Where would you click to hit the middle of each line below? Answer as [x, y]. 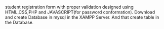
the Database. [19, 22]
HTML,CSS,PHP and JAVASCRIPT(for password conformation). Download [80, 12]
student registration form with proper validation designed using [69, 7]
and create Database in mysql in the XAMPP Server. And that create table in [82, 17]
